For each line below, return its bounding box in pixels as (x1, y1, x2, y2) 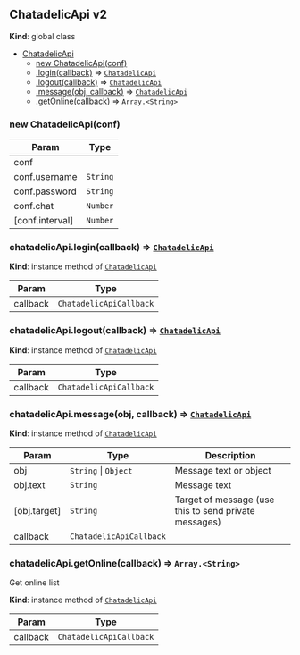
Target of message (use (174, 493, 275, 506)
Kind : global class (9, 30, 76, 41)
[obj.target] (13, 505, 62, 516)
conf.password (13, 185, 78, 197)
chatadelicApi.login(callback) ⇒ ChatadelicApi (9, 241, 214, 254)
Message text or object (174, 465, 271, 476)
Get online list (9, 577, 60, 588)
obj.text (13, 479, 46, 491)
